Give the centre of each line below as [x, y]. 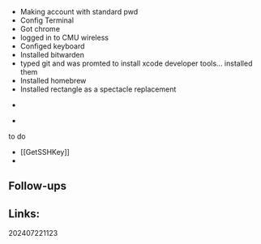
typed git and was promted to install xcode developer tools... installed [136, 63]
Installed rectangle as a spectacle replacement [98, 89]
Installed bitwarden [52, 55]
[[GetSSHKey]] [45, 152]
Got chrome [40, 29]
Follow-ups [38, 186]
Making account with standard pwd [79, 12]
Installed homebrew [53, 81]
